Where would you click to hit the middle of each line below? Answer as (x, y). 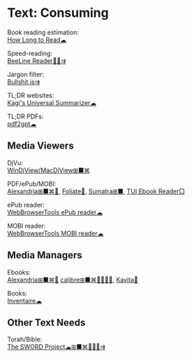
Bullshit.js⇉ (24, 81)
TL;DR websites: (31, 95)
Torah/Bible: (25, 339)
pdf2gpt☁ (22, 123)
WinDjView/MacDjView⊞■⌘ (49, 170)
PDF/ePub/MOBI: (32, 184)
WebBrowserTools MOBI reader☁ (56, 233)
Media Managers (45, 255)
